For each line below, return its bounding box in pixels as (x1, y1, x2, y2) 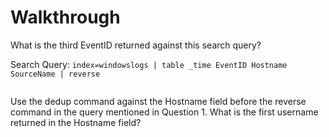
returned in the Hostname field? (10, 116, 142, 128)
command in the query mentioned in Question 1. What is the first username (10, 106, 319, 118)
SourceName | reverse (10, 69, 101, 79)
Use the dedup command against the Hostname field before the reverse (10, 95, 307, 107)
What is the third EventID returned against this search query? (10, 39, 262, 51)
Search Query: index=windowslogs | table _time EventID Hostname (10, 58, 288, 70)
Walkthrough (10, 6, 121, 29)
